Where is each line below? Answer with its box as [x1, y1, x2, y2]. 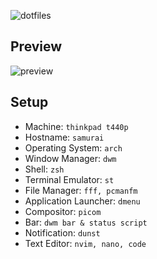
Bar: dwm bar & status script [24, 216, 148, 228]
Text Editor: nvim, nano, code [24, 237, 147, 249]
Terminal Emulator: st [24, 173, 115, 185]
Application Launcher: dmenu [24, 195, 141, 207]
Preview [10, 38, 63, 55]
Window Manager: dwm [24, 152, 117, 164]
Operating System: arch [24, 141, 123, 154]
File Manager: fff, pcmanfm [24, 184, 138, 196]
